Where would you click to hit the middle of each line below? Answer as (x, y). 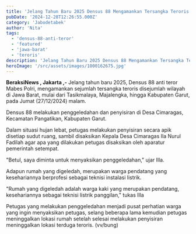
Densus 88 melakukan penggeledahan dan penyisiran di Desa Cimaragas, (95, 112)
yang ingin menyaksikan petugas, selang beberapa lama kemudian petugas (97, 213)
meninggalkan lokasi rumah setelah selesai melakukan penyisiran (85, 219)
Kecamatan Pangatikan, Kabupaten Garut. (56, 119)
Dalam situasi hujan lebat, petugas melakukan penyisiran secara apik (89, 130)
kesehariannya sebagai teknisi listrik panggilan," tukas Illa (75, 195)
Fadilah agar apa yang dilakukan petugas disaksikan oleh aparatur (85, 142)
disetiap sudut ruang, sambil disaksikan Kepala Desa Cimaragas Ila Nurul (93, 136)
